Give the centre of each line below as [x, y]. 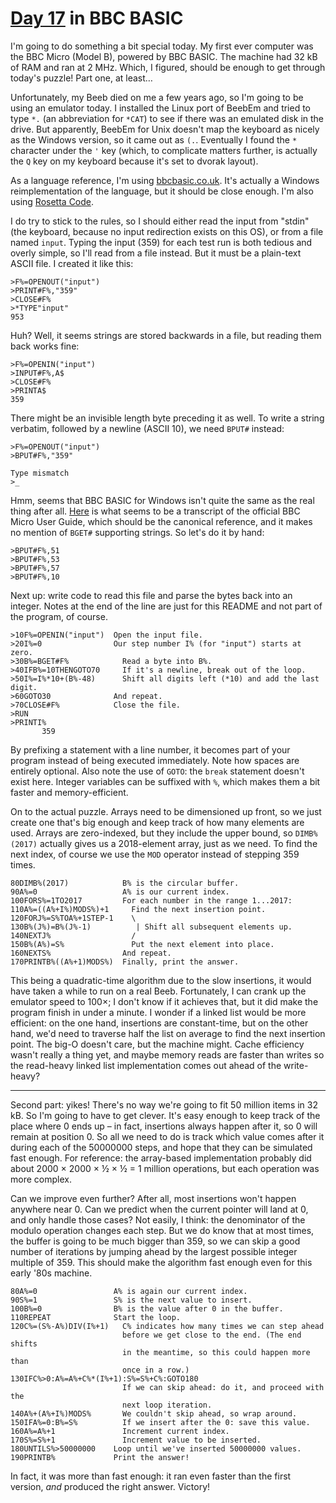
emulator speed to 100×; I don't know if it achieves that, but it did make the [164, 1001]
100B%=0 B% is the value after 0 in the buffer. [147, 1308]
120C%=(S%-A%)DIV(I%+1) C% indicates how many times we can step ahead [167, 1326]
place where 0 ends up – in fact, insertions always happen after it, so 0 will [164, 1126]
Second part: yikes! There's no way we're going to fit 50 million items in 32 [164, 1104]
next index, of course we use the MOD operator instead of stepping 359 [155, 854]
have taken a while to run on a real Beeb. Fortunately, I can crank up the [158, 991]
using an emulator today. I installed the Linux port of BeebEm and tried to [161, 108]
